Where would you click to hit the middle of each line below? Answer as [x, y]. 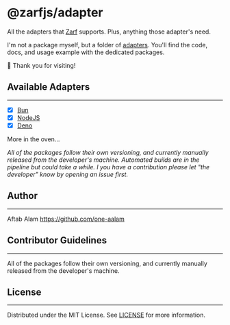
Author [22, 196]
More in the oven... [34, 139]
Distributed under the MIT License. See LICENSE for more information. [106, 315]
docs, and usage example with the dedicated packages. [86, 52]
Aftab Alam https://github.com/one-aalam [66, 219]
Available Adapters [49, 87]
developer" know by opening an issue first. [68, 174]
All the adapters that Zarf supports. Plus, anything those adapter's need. [109, 32]
